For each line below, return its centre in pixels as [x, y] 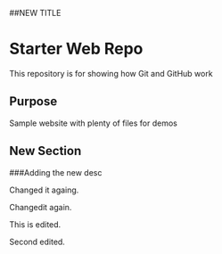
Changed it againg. [44, 190]
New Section [45, 151]
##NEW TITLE [35, 13]
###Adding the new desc [56, 172]
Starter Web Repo [76, 49]
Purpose [33, 102]
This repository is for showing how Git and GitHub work [111, 73]
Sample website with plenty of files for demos [94, 123]
